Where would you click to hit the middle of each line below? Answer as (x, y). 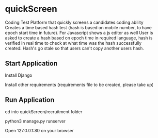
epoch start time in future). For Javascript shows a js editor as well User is (79, 33)
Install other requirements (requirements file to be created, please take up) (79, 85)
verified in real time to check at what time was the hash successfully (73, 43)
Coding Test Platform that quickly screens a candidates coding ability (74, 22)
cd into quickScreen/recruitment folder (44, 112)
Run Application (30, 100)
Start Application (31, 63)
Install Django (19, 75)
